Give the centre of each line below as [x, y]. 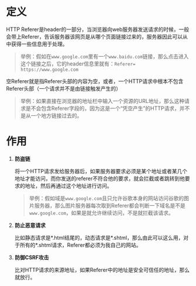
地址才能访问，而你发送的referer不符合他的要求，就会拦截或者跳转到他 [100, 178]
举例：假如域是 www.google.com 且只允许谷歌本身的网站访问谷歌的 [106, 198]
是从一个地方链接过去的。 [51, 115]
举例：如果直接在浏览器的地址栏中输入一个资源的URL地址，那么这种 [102, 101]
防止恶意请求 [30, 225]
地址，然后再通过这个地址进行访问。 [68, 185]
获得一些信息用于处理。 [39, 44]
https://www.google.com [49, 70]
